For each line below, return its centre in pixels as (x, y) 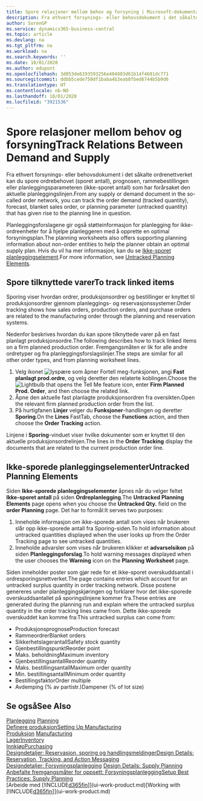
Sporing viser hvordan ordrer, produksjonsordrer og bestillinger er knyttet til (101, 297)
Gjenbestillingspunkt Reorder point (57, 648)
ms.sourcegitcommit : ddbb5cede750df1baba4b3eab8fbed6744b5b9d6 (88, 79)
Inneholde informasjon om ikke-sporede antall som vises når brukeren (102, 522)
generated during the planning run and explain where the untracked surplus (100, 605)
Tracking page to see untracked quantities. (68, 541)
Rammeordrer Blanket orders (50, 636)
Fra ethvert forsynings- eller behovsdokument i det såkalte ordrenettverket (99, 174)
